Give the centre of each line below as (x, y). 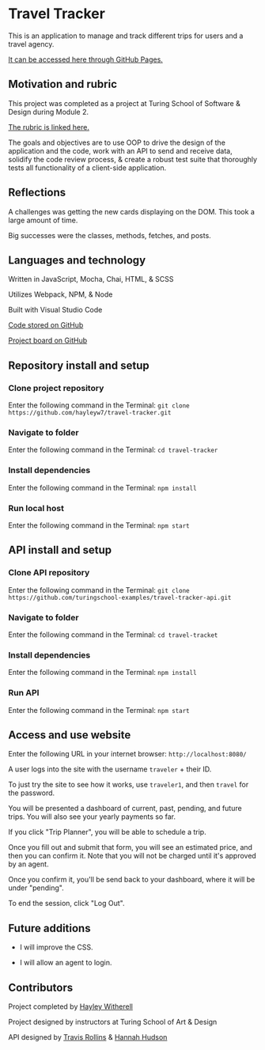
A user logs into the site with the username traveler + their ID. (110, 769)
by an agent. (28, 864)
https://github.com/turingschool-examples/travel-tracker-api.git (120, 597)
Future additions (49, 928)
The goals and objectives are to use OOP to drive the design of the (117, 142)
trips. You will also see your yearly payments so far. (92, 817)
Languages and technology (77, 260)
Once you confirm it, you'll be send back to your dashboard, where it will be (132, 880)
